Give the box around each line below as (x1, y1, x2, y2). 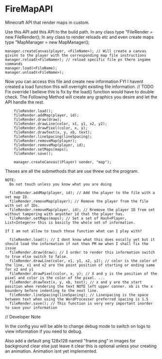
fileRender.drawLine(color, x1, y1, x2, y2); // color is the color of (9, 258, 158, 263)
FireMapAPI (5, 3, 53, 15)
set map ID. (5, 195, 29, 199)
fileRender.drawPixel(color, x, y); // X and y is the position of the (9, 271, 158, 276)
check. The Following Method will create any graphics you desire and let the (5, 94, 158, 100)
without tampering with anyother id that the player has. (5, 212, 125, 216)
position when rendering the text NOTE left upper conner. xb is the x (5, 284, 153, 289)
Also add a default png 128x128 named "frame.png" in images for (5, 338, 136, 343)
